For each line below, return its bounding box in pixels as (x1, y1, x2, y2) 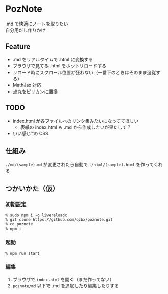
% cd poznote (5, 222, 33, 227)
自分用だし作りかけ (5, 27, 46, 33)
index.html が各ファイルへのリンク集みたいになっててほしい (12, 118, 139, 124)
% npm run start (5, 251, 40, 256)
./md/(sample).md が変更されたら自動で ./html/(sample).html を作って (5, 162, 154, 168)
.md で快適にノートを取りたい (5, 20, 68, 27)
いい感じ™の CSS (12, 130, 49, 137)
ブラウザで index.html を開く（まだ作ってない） (12, 276, 114, 282)
